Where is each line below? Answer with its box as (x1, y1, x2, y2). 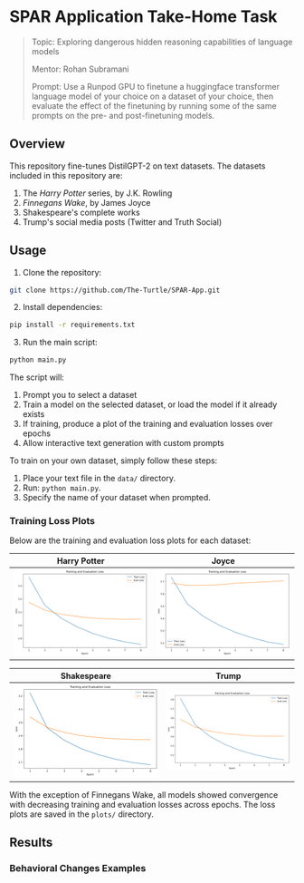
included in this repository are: (9, 170, 123, 180)
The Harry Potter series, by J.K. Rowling (22, 188, 173, 199)
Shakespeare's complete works (22, 207, 140, 218)
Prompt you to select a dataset (22, 390, 138, 401)
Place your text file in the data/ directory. (22, 473, 176, 484)
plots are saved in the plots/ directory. (9, 809, 154, 820)
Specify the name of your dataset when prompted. (22, 492, 211, 503)
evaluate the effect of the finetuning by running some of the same (31, 100, 278, 111)
